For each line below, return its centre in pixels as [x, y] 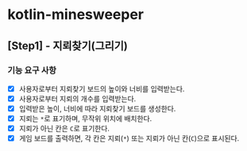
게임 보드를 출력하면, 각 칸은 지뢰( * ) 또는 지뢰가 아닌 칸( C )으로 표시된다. [129, 138]
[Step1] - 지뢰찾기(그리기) [68, 45]
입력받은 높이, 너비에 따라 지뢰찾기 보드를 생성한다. [97, 109]
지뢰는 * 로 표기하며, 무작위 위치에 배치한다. [85, 119]
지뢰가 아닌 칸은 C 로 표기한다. [64, 129]
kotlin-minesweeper [76, 15]
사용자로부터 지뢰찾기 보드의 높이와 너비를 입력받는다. [102, 89]
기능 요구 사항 [32, 70]
